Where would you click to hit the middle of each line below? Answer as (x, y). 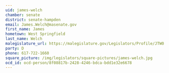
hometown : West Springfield (35, 34)
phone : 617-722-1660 (27, 53)
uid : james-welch (24, 10)
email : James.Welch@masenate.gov (41, 24)
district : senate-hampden (33, 20)
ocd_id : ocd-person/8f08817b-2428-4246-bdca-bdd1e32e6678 (69, 63)
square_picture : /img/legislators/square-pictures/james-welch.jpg (79, 58)
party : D (15, 48)
